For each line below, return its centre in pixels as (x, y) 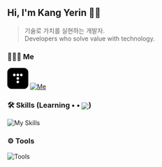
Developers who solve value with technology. (89, 38)
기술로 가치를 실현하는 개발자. (65, 30)
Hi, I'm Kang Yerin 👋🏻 (54, 13)
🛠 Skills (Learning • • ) (50, 106)
